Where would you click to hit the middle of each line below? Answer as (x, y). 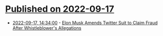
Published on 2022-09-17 (60, 9)
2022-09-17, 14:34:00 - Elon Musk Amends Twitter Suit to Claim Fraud (85, 23)
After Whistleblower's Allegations (47, 28)
